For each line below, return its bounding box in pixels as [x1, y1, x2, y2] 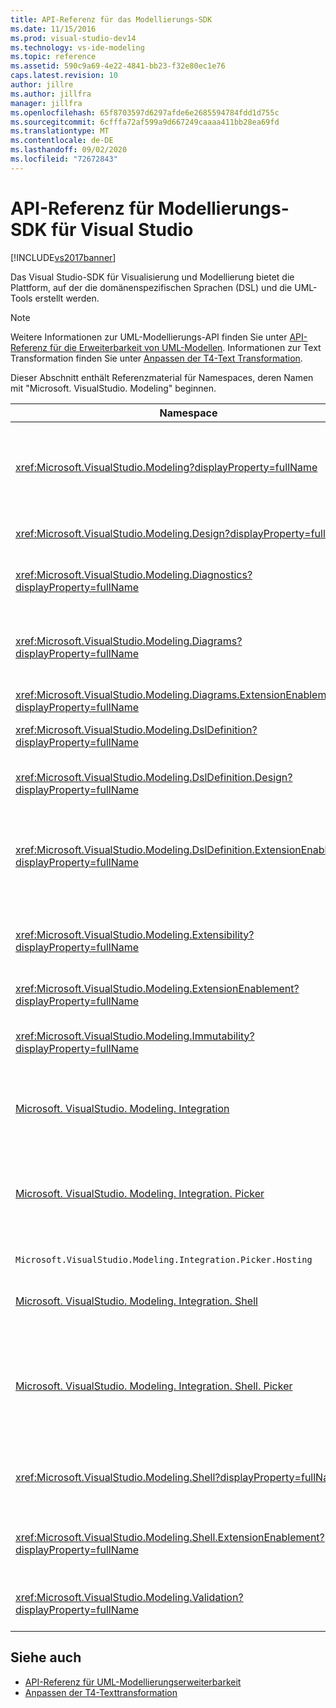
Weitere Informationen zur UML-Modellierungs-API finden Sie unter [10, 331, 288, 343]
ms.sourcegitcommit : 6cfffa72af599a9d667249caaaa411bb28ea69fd [10, 117, 280, 127]
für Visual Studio [51, 218, 194, 241]
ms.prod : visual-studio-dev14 [10, 33, 137, 43]
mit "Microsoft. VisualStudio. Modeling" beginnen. [10, 382, 217, 394]
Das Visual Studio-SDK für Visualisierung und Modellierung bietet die [10, 271, 295, 283]
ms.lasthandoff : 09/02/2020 [10, 145, 128, 155]
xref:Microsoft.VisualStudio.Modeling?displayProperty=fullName [15, 460, 318, 474]
